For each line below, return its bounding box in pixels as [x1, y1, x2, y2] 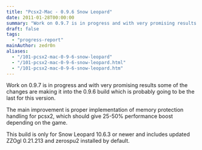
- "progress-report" [12, 37, 64, 43]
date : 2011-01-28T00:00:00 [6, 15, 75, 21]
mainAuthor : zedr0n [6, 43, 56, 49]
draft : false [6, 25, 39, 32]
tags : [6, 31, 20, 37]
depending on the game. [6, 119, 68, 126]
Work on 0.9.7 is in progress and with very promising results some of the [6, 82, 188, 89]
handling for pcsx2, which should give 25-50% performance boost [6, 112, 173, 120]
